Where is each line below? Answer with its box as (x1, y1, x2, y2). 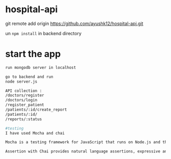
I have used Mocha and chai (5, 130, 65, 136)
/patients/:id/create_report (5, 107, 67, 112)
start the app (5, 48, 61, 60)
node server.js (5, 79, 38, 84)
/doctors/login (5, 98, 38, 103)
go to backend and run (5, 74, 53, 79)
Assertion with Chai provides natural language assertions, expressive (5, 149, 160, 154)
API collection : (5, 88, 42, 93)
